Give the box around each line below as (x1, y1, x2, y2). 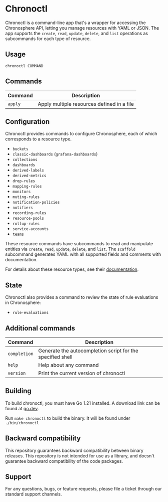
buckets (12, 146, 28, 152)
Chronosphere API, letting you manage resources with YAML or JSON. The (5, 25, 159, 31)
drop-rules (12, 179, 35, 184)
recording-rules (12, 211, 46, 216)
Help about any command (38, 362, 99, 369)
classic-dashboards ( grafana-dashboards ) (12, 151, 98, 157)
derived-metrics (12, 174, 46, 179)
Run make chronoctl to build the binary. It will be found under (5, 415, 130, 421)
